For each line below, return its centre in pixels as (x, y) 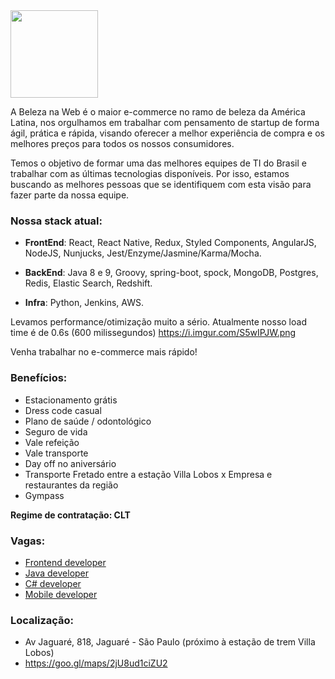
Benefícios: (39, 378)
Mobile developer (61, 594)
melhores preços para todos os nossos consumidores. (122, 143)
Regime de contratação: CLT (70, 515)
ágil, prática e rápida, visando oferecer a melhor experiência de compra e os (167, 133)
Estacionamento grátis (71, 400)
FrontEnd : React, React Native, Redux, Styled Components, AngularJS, (170, 243)
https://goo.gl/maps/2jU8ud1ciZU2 (96, 663)
